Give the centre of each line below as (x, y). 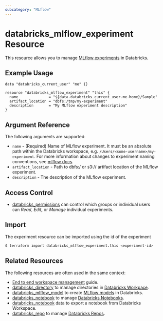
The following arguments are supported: (45, 137)
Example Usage (29, 73)
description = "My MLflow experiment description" (68, 106)
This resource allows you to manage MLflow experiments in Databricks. (77, 58)
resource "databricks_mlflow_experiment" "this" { (57, 93)
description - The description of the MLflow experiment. (69, 177)
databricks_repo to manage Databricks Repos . (59, 313)
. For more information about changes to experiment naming (94, 156)
